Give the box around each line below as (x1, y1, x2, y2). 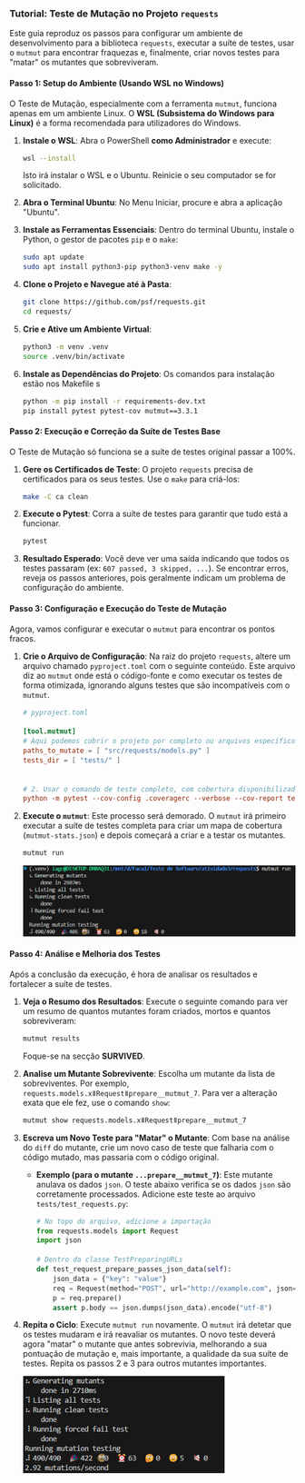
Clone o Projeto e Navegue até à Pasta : (22, 279, 172, 290)
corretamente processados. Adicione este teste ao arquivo (35, 1189, 256, 1199)
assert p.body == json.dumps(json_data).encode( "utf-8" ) (53, 1303, 272, 1312)
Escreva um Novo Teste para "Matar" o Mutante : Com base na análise (22, 1132, 290, 1143)
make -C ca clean (22, 492, 89, 502)
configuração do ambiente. (22, 582, 124, 593)
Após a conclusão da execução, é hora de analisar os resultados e (9, 969, 258, 980)
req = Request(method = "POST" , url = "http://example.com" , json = (53, 1284, 297, 1293)
